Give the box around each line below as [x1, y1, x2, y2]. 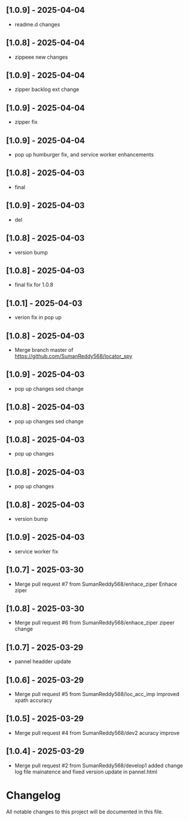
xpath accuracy [14, 697, 53, 704]
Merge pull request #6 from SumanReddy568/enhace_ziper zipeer [14, 619, 175, 626]
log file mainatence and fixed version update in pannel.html [14, 768, 158, 775]
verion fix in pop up [14, 314, 62, 321]
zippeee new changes [14, 53, 68, 60]
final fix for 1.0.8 [14, 281, 54, 289]
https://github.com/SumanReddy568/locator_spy [14, 352, 133, 359]
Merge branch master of [14, 346, 74, 353]
